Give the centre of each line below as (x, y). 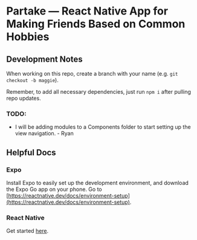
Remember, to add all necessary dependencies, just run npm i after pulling (99, 92)
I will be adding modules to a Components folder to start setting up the (103, 127)
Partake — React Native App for (87, 11)
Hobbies (28, 37)
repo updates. (24, 98)
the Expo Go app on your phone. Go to (54, 189)
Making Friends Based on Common (96, 24)
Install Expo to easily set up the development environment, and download (98, 183)
